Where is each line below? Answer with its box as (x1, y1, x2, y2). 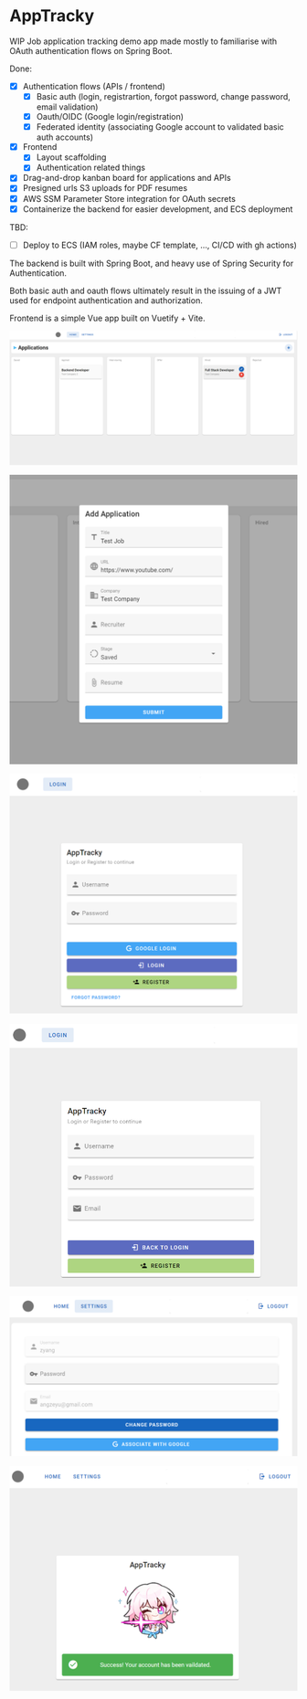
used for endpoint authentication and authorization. (9, 294, 203, 306)
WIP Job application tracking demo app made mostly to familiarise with (9, 36, 278, 47)
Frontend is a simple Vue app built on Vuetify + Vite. (9, 312, 206, 323)
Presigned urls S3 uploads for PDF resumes (22, 183, 188, 194)
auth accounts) (36, 132, 94, 142)
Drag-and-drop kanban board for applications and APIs (22, 173, 231, 184)
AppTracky (9, 5, 95, 26)
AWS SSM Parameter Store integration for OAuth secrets (22, 193, 236, 204)
